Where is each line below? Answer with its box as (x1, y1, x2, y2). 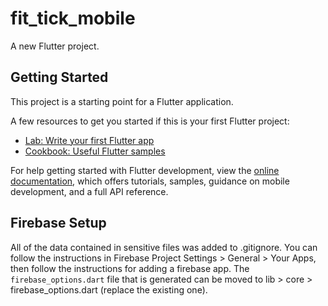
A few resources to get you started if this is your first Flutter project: (10, 115, 290, 127)
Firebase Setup (10, 215, 107, 232)
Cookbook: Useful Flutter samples (24, 145, 166, 157)
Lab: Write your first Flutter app (24, 134, 155, 146)
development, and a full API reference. (10, 185, 169, 197)
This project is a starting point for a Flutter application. (10, 95, 234, 107)
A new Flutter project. (10, 40, 100, 52)
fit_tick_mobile (10, 7, 136, 30)
